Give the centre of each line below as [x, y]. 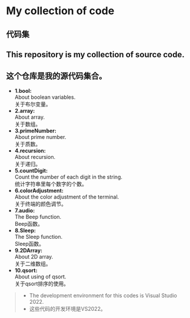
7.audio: [25, 210]
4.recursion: [30, 150]
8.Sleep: [25, 230]
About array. [30, 117]
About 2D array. [34, 257]
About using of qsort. [40, 277]
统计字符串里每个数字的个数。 [51, 184]
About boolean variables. [45, 97]
